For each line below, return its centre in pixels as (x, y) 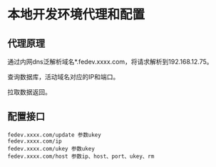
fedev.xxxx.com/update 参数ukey (54, 135)
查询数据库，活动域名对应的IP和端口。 (63, 77)
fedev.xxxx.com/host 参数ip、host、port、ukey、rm (81, 156)
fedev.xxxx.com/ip (35, 141)
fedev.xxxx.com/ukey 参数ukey (51, 148)
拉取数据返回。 (29, 92)
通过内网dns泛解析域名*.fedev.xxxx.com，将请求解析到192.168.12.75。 (110, 62)
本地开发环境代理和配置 (76, 15)
